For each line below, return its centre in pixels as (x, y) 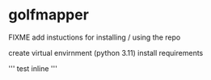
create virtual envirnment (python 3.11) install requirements (106, 53)
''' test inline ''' (33, 68)
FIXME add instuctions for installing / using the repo (95, 37)
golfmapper (49, 15)
